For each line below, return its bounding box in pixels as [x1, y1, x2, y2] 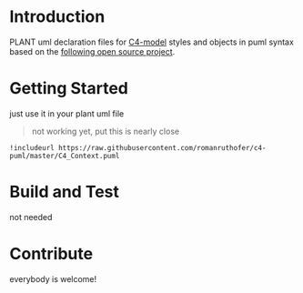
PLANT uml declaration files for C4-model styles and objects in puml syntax [9, 36, 294, 47]
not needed [9, 211, 53, 222]
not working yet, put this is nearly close [31, 126, 180, 136]
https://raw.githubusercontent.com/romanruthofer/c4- [57, 143, 267, 152]
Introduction [9, 6, 106, 27]
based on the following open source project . [9, 45, 176, 56]
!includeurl [9, 143, 55, 152]
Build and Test [9, 182, 120, 202]
